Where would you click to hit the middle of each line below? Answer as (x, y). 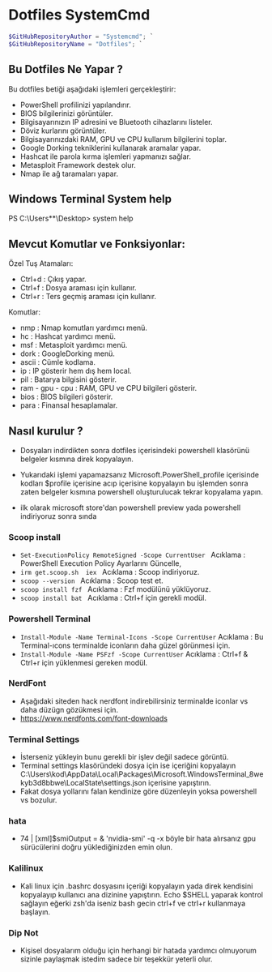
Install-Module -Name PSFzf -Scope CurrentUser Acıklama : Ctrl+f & (134, 653)
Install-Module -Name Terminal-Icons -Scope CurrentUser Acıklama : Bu (142, 636)
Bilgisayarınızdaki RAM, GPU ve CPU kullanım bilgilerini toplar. (123, 139)
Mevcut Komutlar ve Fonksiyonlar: (97, 244)
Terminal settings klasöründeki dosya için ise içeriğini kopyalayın (128, 766)
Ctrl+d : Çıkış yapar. (53, 279)
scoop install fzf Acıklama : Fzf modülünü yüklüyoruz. (115, 589)
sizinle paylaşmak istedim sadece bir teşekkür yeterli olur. (116, 959)
